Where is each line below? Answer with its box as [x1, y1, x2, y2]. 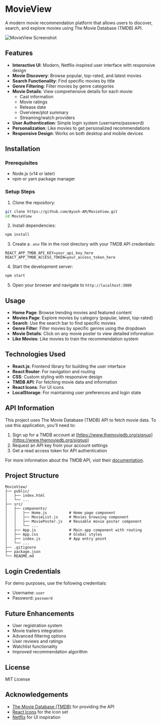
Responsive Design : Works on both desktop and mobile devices [12, 130, 143, 136]
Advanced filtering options [12, 633, 66, 639]
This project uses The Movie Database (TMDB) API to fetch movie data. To [5, 417, 157, 423]
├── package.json [5, 550, 41, 554]
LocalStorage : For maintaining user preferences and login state [12, 389, 141, 395]
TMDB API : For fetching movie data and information [12, 379, 117, 385]
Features [5, 49, 33, 57]
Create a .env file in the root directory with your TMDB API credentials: [12, 241, 156, 247]
